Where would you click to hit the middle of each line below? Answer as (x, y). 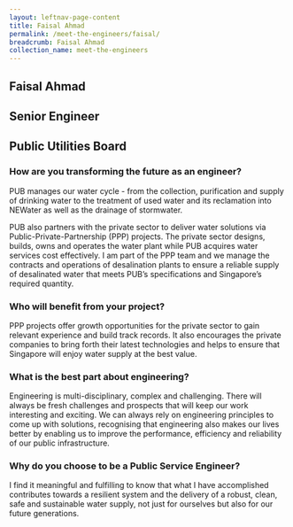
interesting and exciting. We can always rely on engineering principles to (142, 415)
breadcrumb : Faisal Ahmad (57, 42)
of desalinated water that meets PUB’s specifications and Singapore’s (136, 274)
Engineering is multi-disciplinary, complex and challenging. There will (136, 396)
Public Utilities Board (68, 147)
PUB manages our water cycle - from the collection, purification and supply (147, 190)
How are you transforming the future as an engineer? (125, 172)
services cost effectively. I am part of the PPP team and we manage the (139, 255)
